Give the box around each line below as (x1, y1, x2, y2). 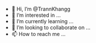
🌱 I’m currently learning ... (11, 18, 74, 24)
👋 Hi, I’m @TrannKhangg (11, 6, 71, 12)
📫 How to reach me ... (11, 31, 66, 37)
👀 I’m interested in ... (11, 12, 61, 19)
